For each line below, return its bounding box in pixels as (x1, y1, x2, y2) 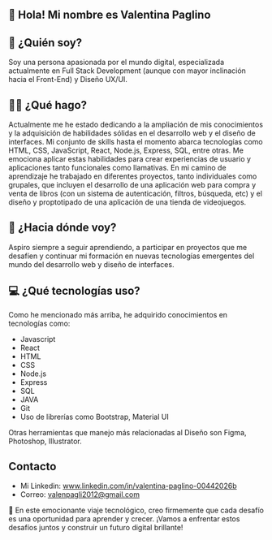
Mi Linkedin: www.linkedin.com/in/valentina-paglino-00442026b (19, 481, 237, 491)
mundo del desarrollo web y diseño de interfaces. (8, 259, 175, 269)
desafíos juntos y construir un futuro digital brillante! (8, 523, 183, 533)
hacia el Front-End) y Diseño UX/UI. (8, 75, 128, 84)
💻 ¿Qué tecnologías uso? (8, 284, 140, 298)
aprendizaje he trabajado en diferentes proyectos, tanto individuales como (8, 171, 257, 181)
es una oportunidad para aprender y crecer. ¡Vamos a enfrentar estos (8, 514, 240, 524)
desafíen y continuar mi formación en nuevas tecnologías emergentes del (8, 251, 255, 261)
